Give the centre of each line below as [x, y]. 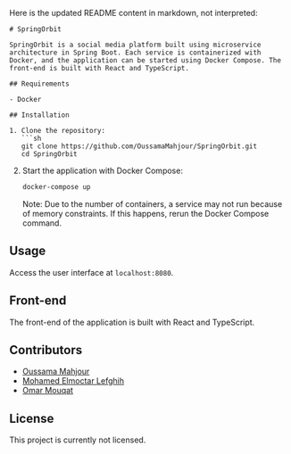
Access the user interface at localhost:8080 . [91, 272]
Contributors [46, 350]
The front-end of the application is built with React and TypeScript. [132, 322]
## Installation [39, 115]
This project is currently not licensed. [78, 440]
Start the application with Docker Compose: [102, 170]
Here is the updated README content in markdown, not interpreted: [133, 13]
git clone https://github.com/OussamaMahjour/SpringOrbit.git [139, 146]
